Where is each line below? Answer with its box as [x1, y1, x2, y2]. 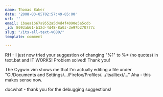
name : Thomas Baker [5, 7, 45, 12]
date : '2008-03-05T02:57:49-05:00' [5, 12, 78, 17]
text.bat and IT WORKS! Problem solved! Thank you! [5, 57, 110, 63]
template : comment [5, 35, 43, 39]
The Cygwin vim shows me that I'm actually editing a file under [5, 66, 132, 72]
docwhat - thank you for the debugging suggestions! [5, 86, 112, 92]
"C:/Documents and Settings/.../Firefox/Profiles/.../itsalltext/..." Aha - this [5, 72, 151, 78]
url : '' [5, 16, 21, 21]
